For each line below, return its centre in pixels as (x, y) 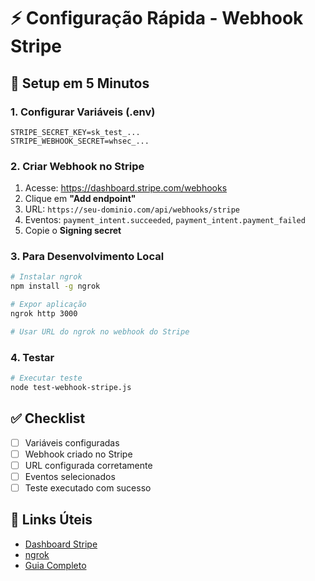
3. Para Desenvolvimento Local (87, 257)
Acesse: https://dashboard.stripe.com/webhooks (126, 188)
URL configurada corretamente (88, 465)
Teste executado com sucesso (88, 487)
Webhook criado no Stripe (78, 454)
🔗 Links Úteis (51, 520)
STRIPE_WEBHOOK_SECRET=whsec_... (80, 141)
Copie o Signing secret (73, 231)
